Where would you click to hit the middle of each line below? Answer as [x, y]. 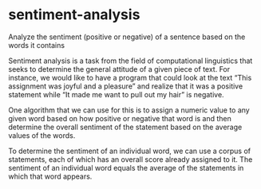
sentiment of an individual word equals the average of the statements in [126, 167]
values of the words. [42, 135]
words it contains [37, 45]
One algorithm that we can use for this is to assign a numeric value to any [129, 110]
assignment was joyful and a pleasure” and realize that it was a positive [126, 86]
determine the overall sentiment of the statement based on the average [125, 127]
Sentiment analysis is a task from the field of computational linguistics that [130, 61]
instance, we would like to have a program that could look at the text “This [130, 77]
